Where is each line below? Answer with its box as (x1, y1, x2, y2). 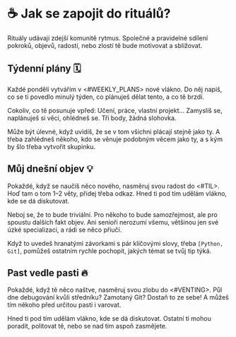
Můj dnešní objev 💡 (7, 163, 93, 175)
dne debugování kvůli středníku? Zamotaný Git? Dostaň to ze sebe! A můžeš (7, 293, 230, 302)
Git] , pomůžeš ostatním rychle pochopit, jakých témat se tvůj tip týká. (7, 247, 212, 255)
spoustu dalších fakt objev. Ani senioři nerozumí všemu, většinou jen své (7, 218, 219, 226)
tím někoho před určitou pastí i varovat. (7, 301, 122, 309)
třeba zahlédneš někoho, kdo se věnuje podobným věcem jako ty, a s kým (7, 135, 223, 143)
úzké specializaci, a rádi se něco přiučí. (7, 225, 122, 234)
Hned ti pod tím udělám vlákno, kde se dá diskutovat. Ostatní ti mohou (7, 314, 212, 323)
